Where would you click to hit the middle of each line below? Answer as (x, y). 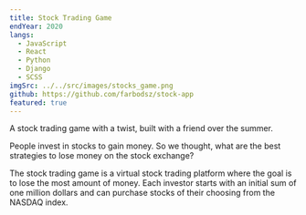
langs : (22, 35)
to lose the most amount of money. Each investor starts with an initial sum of (153, 183)
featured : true (38, 102)
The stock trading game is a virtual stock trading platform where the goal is (151, 173)
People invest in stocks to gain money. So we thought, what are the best (145, 146)
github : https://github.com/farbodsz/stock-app (102, 94)
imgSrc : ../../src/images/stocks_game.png (91, 86)
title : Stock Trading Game (61, 18)
